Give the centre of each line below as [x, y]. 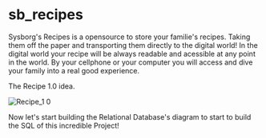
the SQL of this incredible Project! [64, 125]
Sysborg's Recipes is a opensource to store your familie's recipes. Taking [129, 37]
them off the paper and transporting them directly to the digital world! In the [133, 45]
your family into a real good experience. [74, 70]
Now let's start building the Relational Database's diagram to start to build [130, 116]
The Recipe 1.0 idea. [42, 86]
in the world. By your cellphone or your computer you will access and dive [131, 62]
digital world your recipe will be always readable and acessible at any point [132, 53]
